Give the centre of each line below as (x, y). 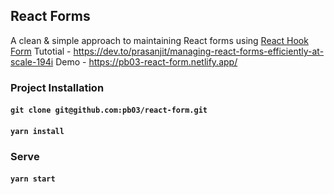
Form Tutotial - (41, 51)
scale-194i (32, 61)
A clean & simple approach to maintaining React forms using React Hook (159, 40)
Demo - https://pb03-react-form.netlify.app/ (146, 61)
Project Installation (57, 87)
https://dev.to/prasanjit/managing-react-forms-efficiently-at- (199, 51)
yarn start (33, 179)
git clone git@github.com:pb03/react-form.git (109, 110)
